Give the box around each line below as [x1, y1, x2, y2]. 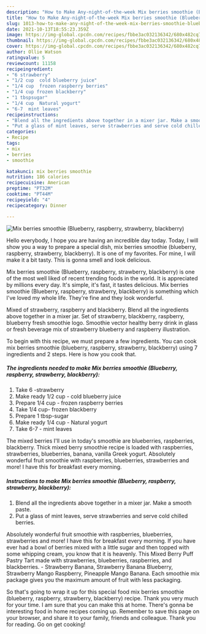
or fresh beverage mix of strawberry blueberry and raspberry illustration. [6, 326, 191, 333]
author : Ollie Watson [6, 49, 62, 55]
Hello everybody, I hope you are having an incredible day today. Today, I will [6, 237, 199, 244]
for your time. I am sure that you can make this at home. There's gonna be [6, 602, 194, 609]
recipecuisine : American [6, 180, 70, 186]
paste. [15, 506, 32, 513]
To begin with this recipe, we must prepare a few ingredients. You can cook [6, 337, 197, 345]
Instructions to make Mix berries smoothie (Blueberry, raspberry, [6, 478, 177, 485]
